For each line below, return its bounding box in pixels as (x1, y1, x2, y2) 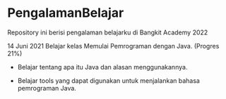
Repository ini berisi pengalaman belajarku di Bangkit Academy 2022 (7, 28, 208, 37)
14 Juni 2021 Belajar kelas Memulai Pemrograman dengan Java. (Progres (7, 41, 220, 50)
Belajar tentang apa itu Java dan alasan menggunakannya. (17, 62, 188, 71)
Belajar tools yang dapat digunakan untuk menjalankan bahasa (17, 76, 200, 85)
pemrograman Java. (17, 84, 76, 92)
